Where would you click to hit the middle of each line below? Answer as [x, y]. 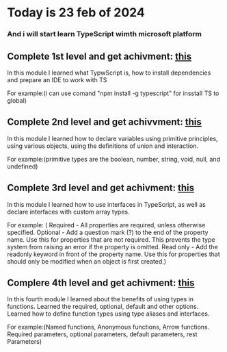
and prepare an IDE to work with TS [57, 79]
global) [17, 100]
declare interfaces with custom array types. [68, 212]
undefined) [23, 166]
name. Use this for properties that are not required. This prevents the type [111, 239]
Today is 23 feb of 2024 [76, 13]
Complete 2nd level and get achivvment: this [104, 122]
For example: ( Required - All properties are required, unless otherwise [106, 225]
